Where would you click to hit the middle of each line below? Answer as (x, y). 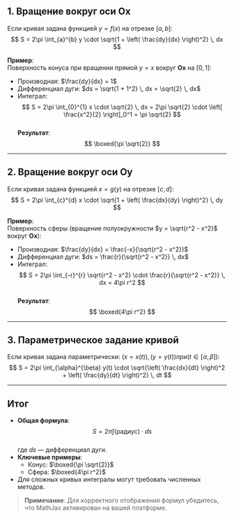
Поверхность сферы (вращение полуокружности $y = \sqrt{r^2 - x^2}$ (112, 228)
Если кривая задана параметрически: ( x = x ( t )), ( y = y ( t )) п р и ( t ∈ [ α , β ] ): (114, 357)
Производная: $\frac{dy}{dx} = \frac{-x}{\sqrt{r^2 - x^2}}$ (103, 249)
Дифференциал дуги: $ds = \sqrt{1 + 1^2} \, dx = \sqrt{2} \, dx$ (109, 88)
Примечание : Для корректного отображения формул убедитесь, (122, 500)
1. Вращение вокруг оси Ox (69, 12)
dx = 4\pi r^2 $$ (122, 282)
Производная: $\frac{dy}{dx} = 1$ (67, 81)
